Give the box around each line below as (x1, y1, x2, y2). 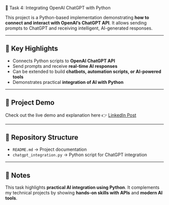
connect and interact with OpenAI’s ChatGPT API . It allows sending (5, 20, 147, 26)
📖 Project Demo (5, 98, 55, 107)
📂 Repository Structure (5, 133, 78, 142)
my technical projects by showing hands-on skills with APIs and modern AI (5, 190, 163, 196)
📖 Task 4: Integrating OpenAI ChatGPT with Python (5, 5, 111, 11)
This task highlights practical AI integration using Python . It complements (5, 184, 160, 190)
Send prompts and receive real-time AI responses (12, 63, 118, 69)
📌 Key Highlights (5, 44, 58, 53)
